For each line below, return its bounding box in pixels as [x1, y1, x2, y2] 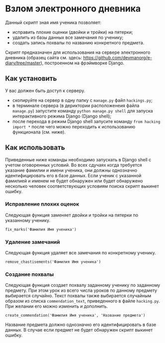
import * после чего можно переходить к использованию [12, 123, 136, 129]
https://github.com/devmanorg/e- [83, 54, 153, 60]
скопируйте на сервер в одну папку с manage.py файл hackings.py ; [12, 97, 153, 103]
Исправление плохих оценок [5, 201, 80, 208]
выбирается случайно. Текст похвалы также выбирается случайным [5, 293, 152, 299]
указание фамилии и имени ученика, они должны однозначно [5, 167, 138, 173]
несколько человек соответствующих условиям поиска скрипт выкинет [5, 183, 159, 189]
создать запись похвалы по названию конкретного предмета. [12, 39, 145, 45]
